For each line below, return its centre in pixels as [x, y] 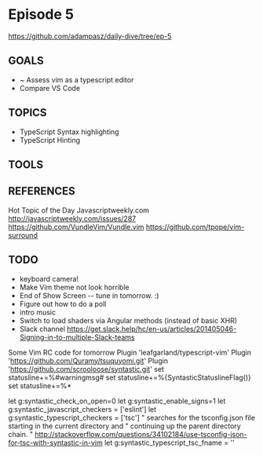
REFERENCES [42, 191]
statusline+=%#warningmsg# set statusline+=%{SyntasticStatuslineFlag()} [130, 377]
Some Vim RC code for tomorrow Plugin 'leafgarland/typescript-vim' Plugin [130, 352]
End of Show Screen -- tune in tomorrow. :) [89, 295]
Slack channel [42, 329]
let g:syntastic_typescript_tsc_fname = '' [170, 442]
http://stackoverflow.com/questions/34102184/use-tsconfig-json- [141, 434]
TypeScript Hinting [50, 140]
